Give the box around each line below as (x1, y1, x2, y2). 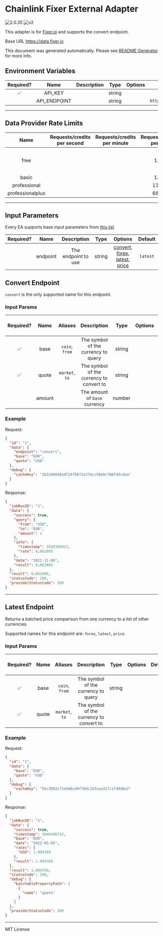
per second (56, 139, 84, 146)
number (113, 395, 131, 402)
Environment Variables (5, 67, 76, 75)
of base (86, 395, 103, 402)
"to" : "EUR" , (17, 526, 45, 531)
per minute (102, 139, 129, 146)
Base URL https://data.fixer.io (5, 38, 64, 44)
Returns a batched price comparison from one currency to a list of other (5, 616, 149, 622)
